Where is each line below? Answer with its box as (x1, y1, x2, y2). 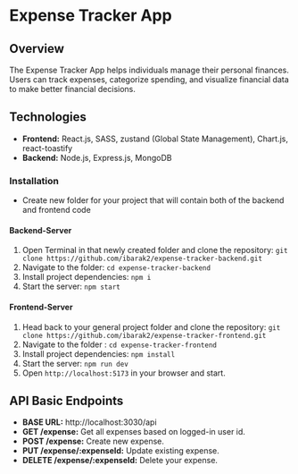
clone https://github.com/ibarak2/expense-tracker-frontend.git (21, 331, 267, 340)
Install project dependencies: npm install (21, 348, 176, 359)
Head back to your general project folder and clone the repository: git (21, 321, 281, 332)
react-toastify (21, 142, 73, 153)
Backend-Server (9, 224, 72, 235)
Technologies (9, 109, 87, 125)
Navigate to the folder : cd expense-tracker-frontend (21, 339, 217, 350)
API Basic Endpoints (9, 393, 124, 408)
